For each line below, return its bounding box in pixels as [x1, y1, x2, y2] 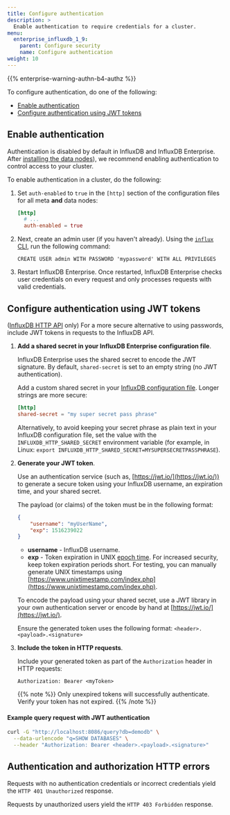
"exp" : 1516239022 [30, 526, 83, 534]
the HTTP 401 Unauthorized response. [7, 787, 114, 795]
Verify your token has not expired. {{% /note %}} [17, 698, 157, 706]
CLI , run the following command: [17, 242, 111, 250]
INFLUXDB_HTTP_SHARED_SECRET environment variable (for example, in [17, 438, 210, 446]
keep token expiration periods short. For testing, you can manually [27, 560, 217, 569]
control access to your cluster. [7, 162, 94, 170]
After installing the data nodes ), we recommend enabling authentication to [7, 154, 220, 163]
